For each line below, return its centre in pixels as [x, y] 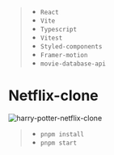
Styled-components [71, 47]
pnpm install [62, 134]
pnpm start [59, 143]
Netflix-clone [53, 96]
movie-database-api [73, 64]
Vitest [51, 38]
